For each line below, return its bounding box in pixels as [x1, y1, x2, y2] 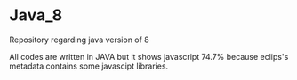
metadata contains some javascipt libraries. [9, 61, 169, 71]
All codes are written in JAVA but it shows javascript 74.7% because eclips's [9, 51, 289, 62]
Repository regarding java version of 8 [9, 34, 149, 45]
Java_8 [9, 5, 63, 25]
